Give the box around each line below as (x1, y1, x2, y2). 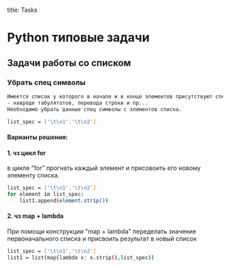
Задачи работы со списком (7, 57, 131, 69)
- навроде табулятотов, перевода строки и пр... (7, 99, 149, 106)
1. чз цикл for (7, 149, 46, 157)
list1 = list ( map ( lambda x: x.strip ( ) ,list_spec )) (7, 254, 155, 261)
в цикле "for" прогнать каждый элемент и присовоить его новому (7, 164, 201, 172)
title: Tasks (7, 6, 38, 14)
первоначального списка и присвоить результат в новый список (7, 234, 197, 243)
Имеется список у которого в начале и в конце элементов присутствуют (7, 93, 213, 100)
